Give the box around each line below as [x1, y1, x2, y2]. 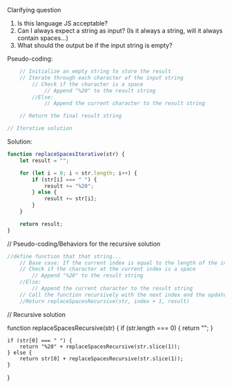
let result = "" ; [19, 157, 70, 164]
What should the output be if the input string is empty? [17, 41, 173, 49]
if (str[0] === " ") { [7, 337, 72, 344]
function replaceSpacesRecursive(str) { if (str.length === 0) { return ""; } [7, 324, 213, 332]
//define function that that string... [7, 253, 122, 260]
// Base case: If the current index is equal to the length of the [19, 259, 217, 266]
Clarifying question [7, 6, 61, 14]
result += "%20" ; [43, 182, 95, 189]
